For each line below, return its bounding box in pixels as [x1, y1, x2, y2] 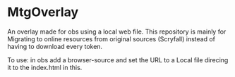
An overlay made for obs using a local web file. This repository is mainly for [7, 27, 227, 36]
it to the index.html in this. [7, 63, 83, 71]
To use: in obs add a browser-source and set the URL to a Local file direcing [7, 55, 229, 64]
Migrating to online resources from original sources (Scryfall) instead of [7, 34, 215, 43]
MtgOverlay [7, 4, 79, 20]
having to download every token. [7, 42, 103, 50]
